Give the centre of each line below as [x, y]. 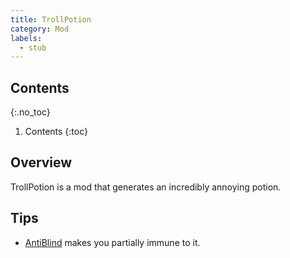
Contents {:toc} [56, 132]
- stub [33, 47]
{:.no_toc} [30, 112]
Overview [41, 162]
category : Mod [40, 29]
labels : [26, 38]
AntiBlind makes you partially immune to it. [112, 242]
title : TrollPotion [51, 19]
